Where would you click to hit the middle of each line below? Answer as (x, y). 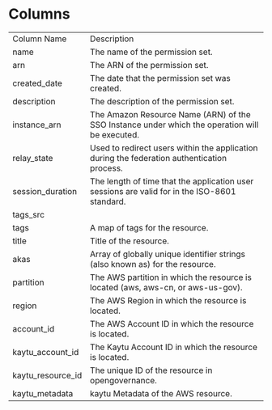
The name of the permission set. (151, 52)
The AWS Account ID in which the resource (172, 323)
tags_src (29, 214)
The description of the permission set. (162, 101)
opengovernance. (124, 380)
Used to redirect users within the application (174, 148)
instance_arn (37, 125)
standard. (108, 201)
